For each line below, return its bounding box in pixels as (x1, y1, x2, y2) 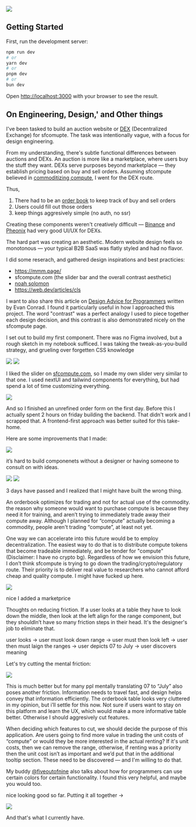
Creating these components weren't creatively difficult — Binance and (6, 220, 176, 227)
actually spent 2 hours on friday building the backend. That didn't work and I (6, 411, 191, 418)
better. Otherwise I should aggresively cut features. (6, 714, 130, 721)
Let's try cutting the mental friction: (6, 660, 91, 667)
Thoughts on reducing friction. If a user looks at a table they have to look (6, 606, 181, 613)
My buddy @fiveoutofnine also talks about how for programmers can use (6, 768, 183, 775)
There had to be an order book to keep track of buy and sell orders (14, 197, 176, 204)
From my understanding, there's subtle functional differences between (6, 149, 177, 156)
